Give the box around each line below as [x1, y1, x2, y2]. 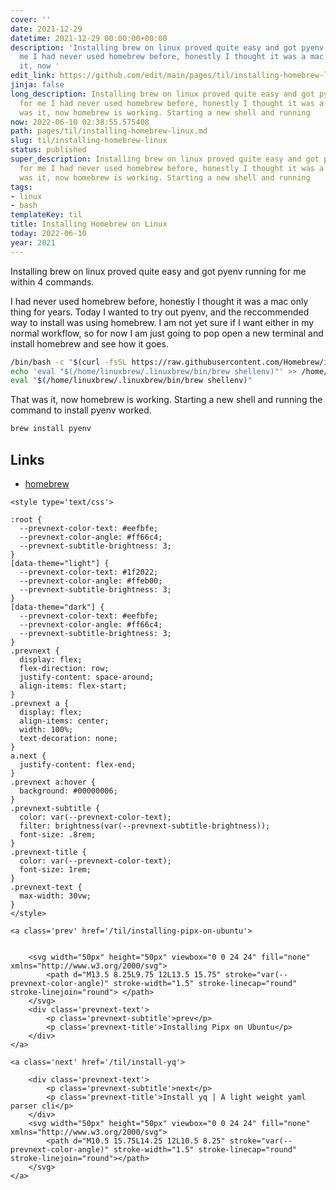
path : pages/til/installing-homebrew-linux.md [10, 126, 208, 136]
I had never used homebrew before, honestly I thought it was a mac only [10, 295, 309, 307]
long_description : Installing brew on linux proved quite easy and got [10, 89, 315, 99]
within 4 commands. [10, 276, 95, 288]
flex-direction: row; [19, 663, 110, 673]
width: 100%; [19, 724, 74, 735]
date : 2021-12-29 [10, 24, 83, 34]
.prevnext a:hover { [10, 777, 97, 787]
